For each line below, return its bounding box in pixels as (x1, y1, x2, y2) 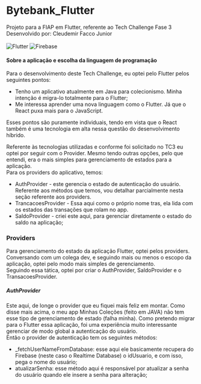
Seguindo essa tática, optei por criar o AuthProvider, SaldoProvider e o (6, 267, 182, 274)
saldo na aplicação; (14, 219, 64, 226)
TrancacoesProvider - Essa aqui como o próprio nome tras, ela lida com (14, 200, 194, 207)
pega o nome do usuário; (14, 359, 78, 366)
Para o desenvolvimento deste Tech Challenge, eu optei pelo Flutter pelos (6, 70, 190, 77)
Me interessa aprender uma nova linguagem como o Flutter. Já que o (14, 101, 187, 108)
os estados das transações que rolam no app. (14, 206, 129, 214)
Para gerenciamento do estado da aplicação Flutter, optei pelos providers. (6, 247, 190, 255)
